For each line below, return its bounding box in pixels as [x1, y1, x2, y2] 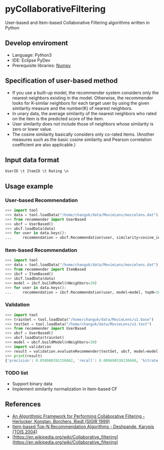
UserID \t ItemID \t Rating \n [5, 169, 69, 174]
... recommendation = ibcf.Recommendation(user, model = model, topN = [5, 290, 156, 295]
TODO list [5, 370, 28, 377]
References [5, 400, 41, 408]
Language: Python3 [12, 52, 52, 58]
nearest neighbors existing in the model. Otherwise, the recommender [12, 95, 153, 101]
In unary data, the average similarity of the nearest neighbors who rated [12, 110, 157, 116]
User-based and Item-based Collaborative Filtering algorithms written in [5, 20, 150, 25]
